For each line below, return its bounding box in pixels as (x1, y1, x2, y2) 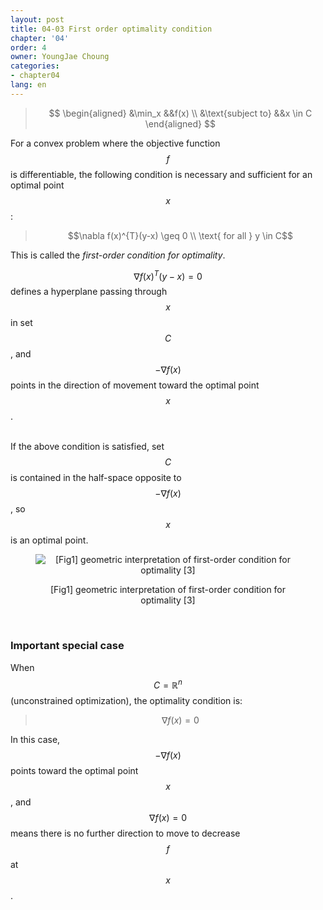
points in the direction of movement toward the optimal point (10, 379, 260, 391)
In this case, (10, 734, 61, 746)
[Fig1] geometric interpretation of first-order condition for (49, 584, 287, 596)
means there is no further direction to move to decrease (10, 827, 241, 840)
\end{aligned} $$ (144, 117, 216, 130)
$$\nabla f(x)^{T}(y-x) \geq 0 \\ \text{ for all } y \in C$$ (67, 229, 293, 241)
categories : (10, 61, 60, 71)
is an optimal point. (10, 534, 89, 546)
